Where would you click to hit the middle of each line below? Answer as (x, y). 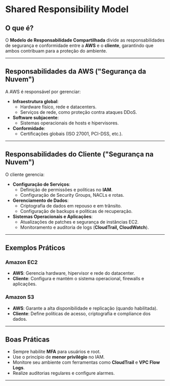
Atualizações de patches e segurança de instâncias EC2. (79, 222)
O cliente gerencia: (25, 174)
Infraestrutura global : (36, 101)
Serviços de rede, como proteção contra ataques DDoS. (79, 112)
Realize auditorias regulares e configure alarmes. (63, 373)
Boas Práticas (27, 339)
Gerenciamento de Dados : (40, 200)
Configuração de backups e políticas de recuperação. (76, 211)
